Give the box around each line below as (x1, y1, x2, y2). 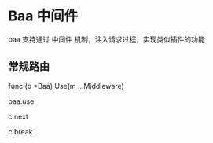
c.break (8, 126, 33, 136)
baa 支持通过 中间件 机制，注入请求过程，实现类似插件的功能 (8, 35, 206, 44)
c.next (8, 112, 29, 121)
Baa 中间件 (8, 7, 79, 25)
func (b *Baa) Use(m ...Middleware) (8, 81, 124, 90)
